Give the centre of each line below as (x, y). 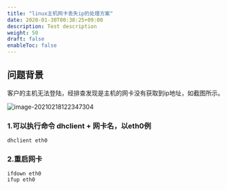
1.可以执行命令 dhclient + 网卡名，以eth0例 (79, 126)
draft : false (26, 39)
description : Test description (52, 26)
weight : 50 (23, 33)
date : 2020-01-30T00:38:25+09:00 (55, 20)
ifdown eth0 (24, 174)
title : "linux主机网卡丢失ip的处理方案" (60, 13)
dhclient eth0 (28, 141)
